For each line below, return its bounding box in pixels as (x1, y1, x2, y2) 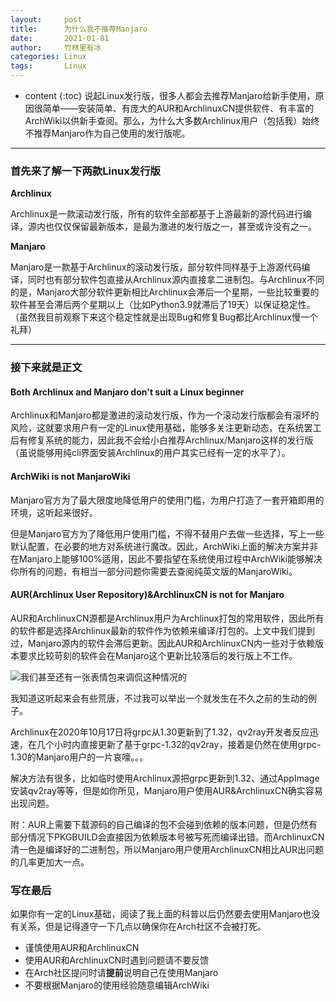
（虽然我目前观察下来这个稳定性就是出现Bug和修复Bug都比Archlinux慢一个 (10, 311, 318, 323)
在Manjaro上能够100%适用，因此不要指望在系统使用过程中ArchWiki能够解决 (10, 552, 323, 565)
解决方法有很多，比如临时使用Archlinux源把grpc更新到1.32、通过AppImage (10, 772, 320, 784)
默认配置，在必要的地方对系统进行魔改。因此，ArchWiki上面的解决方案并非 (10, 540, 319, 552)
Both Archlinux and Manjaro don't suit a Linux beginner (10, 386, 245, 398)
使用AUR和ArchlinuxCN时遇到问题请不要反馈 (24, 954, 210, 966)
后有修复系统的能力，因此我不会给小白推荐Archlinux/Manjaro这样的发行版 (10, 434, 314, 446)
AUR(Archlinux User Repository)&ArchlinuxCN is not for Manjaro (10, 589, 285, 601)
